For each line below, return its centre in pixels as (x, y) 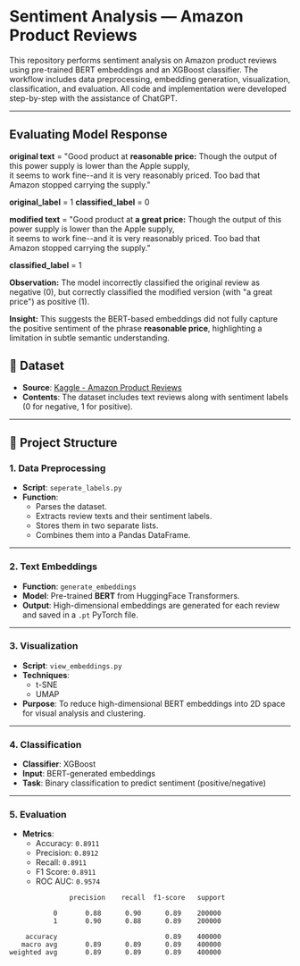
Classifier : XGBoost (59, 764)
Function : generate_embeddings (79, 586)
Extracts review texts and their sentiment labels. (124, 517)
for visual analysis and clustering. (83, 713)
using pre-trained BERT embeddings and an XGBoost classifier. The (134, 70)
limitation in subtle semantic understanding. (89, 338)
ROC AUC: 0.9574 (68, 881)
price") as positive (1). (50, 301)
